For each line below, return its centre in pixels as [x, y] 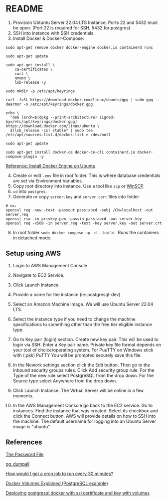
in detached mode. [32, 238]
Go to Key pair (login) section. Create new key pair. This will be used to [85, 339]
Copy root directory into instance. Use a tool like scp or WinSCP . [79, 186]
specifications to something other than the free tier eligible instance [83, 324]
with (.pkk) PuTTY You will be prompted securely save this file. [77, 355]
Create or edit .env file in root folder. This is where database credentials [86, 175]
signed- [107, 117]
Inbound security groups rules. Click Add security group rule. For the [83, 370]
